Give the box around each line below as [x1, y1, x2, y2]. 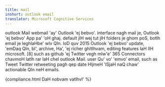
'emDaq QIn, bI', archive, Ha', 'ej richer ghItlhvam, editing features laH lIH [5, 45, 154, 52]
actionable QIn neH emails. [5, 67, 60, 73]
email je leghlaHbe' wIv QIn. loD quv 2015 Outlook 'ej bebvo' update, [5, 41, 145, 46]
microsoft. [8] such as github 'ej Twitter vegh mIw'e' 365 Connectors [5, 51, 146, 57]
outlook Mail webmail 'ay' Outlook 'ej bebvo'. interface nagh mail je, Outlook [5, 30, 160, 36]
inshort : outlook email [5, 12, 54, 17]
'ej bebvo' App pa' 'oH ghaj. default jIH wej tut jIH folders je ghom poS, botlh [5, 35, 161, 41]
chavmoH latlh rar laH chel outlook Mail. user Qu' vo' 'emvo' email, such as [5, 56, 158, 62]
